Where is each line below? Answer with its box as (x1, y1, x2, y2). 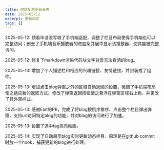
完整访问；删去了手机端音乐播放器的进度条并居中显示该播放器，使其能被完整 (5, 41, 159, 47)
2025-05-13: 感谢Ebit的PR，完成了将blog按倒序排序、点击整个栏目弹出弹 (5, 107, 152, 112)
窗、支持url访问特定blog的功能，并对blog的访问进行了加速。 (5, 112, 127, 118)
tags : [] (5, 20, 23, 26)
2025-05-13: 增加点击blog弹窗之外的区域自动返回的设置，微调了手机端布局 (5, 84, 156, 90)
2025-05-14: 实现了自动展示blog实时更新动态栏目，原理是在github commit (5, 133, 155, 139)
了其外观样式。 (5, 96, 35, 102)
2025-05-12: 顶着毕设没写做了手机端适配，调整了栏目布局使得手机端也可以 (5, 35, 156, 40)
